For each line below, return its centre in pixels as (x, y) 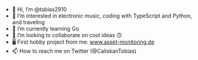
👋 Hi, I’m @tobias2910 (39, 9)
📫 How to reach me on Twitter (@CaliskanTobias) (74, 51)
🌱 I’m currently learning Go (45, 28)
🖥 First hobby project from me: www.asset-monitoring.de (83, 42)
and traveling (28, 22)
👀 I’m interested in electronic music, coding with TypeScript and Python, (102, 16)
